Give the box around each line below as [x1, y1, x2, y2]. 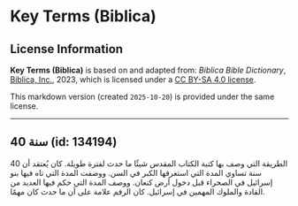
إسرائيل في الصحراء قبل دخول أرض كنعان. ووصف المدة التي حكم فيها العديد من [10, 177, 273, 187]
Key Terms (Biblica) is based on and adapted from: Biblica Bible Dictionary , [10, 65, 287, 75]
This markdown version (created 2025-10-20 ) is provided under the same [10, 91, 275, 102]
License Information [10, 42, 123, 57]
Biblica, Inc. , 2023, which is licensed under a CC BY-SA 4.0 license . [10, 74, 256, 85]
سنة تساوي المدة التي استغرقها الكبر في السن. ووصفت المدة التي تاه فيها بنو [10, 167, 262, 178]
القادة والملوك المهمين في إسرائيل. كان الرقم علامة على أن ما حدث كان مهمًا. [10, 186, 265, 196]
